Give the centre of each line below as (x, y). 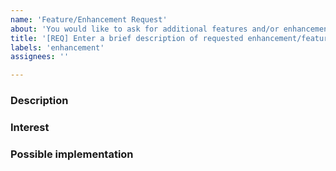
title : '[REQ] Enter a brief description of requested (127, 38)
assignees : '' (40, 57)
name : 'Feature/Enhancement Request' (89, 19)
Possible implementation (72, 154)
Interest (30, 127)
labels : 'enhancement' (57, 47)
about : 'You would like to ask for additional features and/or (145, 29)
